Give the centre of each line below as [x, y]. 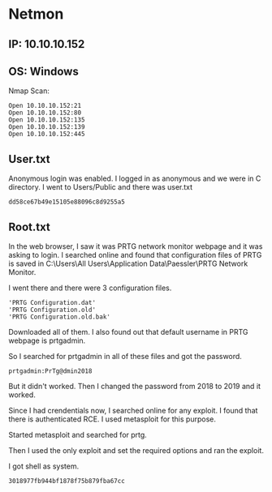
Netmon [36, 14]
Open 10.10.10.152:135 [47, 120]
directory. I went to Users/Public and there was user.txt [101, 187]
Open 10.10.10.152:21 [45, 106]
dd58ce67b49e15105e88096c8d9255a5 [67, 202]
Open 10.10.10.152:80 [45, 113]
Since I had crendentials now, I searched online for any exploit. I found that [133, 411]
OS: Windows [43, 71]
